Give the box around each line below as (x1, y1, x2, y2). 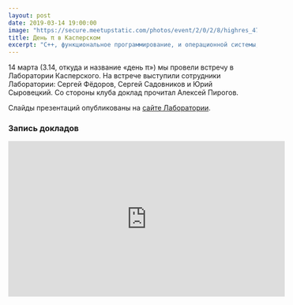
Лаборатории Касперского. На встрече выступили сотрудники (8, 71, 221, 81)
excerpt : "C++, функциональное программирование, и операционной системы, (8, 41, 260, 49)
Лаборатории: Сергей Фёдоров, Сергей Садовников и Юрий (8, 80, 213, 89)
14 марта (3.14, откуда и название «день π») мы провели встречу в (8, 62, 235, 72)
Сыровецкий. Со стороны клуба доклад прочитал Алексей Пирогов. (8, 88, 239, 97)
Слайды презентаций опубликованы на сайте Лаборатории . (8, 104, 211, 113)
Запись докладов (8, 123, 79, 134)
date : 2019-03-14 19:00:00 (8, 19, 97, 27)
